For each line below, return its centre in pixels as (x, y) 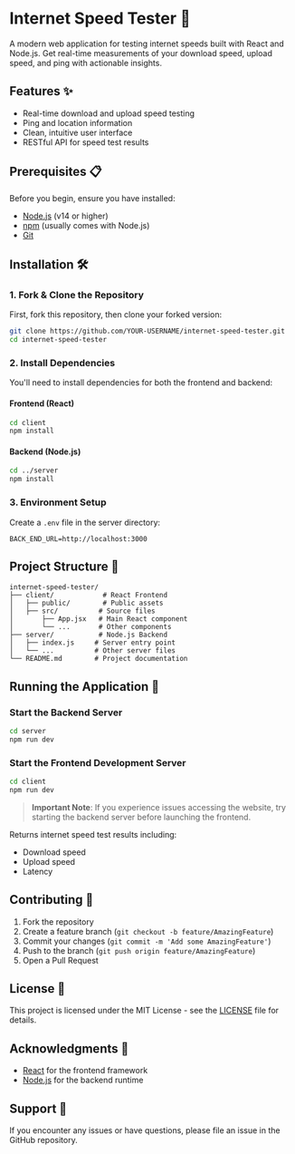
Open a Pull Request (61, 960)
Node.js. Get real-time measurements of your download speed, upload (141, 53)
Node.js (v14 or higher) (65, 216)
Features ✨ (41, 91)
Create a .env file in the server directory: (85, 522)
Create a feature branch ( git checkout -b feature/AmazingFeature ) (148, 931)
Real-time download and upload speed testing (109, 113)
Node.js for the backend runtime (83, 1080)
